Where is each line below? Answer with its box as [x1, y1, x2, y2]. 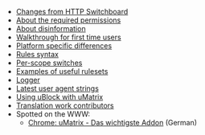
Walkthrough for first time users [15, 32, 122, 42]
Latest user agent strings [15, 84, 99, 93]
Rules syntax [15, 50, 59, 59]
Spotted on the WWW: [15, 109, 91, 119]
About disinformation [15, 24, 86, 33]
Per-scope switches [15, 58, 83, 67]
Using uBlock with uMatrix [15, 92, 104, 101]
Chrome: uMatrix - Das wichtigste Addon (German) [27, 118, 198, 127]
